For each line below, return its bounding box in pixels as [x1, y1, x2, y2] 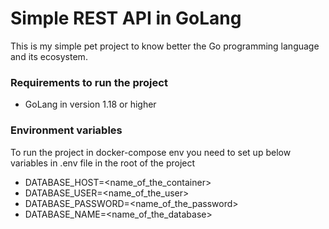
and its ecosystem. [10, 50, 88, 62]
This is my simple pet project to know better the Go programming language [10, 40, 320, 52]
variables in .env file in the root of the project [10, 157, 196, 169]
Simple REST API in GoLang [10, 7, 242, 30]
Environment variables [10, 123, 123, 137]
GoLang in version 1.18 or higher [24, 98, 157, 111]
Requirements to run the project [10, 75, 168, 89]
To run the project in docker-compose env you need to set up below [10, 146, 292, 158]
